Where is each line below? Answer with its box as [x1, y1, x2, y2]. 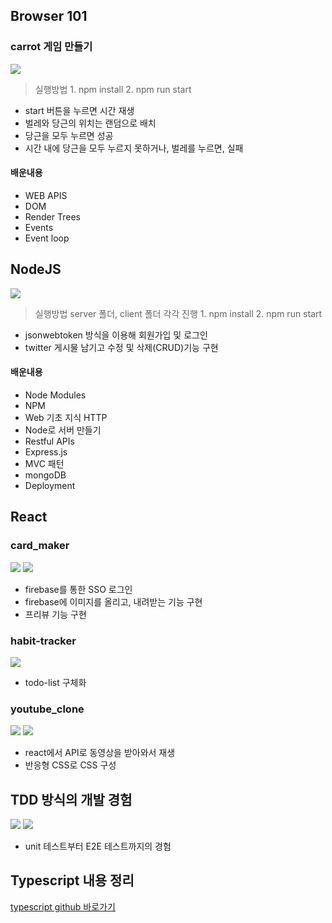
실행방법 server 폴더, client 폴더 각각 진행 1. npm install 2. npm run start [34, 307, 323, 319]
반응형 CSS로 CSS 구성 [24, 759, 117, 771]
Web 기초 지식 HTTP [24, 411, 108, 423]
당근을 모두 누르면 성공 [24, 129, 114, 141]
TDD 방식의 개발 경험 [10, 791, 133, 808]
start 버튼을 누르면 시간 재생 [24, 104, 135, 116]
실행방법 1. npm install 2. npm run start [34, 83, 192, 95]
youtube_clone [10, 702, 85, 716]
